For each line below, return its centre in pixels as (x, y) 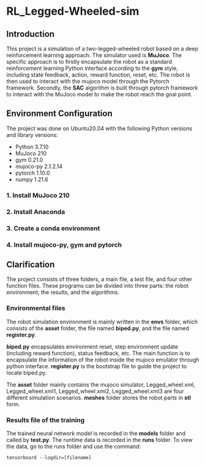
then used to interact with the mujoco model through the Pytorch (88, 81)
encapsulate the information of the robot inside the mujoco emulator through (103, 360)
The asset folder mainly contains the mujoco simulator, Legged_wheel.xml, (101, 384)
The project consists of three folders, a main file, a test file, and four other (99, 279)
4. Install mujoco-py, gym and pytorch (64, 245)
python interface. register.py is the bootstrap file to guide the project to (97, 366)
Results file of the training (46, 420)
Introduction (31, 34)
